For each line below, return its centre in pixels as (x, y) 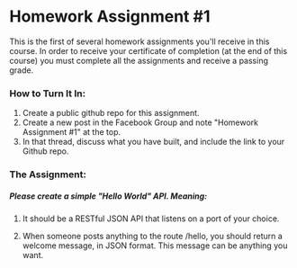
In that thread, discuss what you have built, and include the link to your (153, 142)
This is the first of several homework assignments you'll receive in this (139, 41)
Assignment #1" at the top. (72, 132)
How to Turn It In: (48, 94)
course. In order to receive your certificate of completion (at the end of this (148, 50)
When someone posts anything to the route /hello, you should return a (153, 237)
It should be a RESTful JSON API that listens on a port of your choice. (151, 219)
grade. (22, 70)
